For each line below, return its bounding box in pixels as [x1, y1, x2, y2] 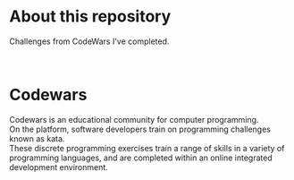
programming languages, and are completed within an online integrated [9, 152, 273, 163]
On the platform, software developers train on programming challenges [9, 124, 271, 134]
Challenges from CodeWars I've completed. [9, 36, 170, 47]
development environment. [9, 161, 109, 172]
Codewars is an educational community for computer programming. [9, 114, 259, 124]
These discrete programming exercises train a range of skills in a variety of [9, 142, 285, 153]
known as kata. [9, 133, 65, 144]
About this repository [9, 6, 172, 27]
